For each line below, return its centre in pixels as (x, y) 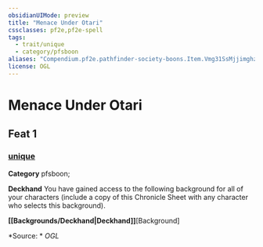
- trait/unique (40, 45)
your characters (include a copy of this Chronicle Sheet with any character (128, 197)
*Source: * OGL (34, 235)
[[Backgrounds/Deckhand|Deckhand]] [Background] (94, 220)
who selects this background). (57, 205)
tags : (17, 37)
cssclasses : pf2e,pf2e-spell (56, 30)
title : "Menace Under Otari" (56, 23)
